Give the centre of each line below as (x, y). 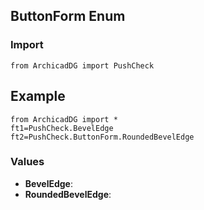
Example (38, 96)
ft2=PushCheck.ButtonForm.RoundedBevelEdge (102, 137)
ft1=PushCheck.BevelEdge (62, 128)
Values (27, 162)
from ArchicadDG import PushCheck (82, 65)
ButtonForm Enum (68, 16)
